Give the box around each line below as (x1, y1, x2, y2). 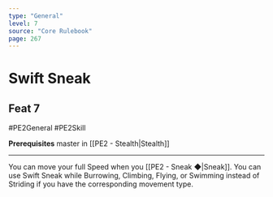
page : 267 (8, 34, 42, 43)
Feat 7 (8, 101, 41, 115)
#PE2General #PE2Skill (8, 123, 86, 133)
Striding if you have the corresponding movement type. (8, 179, 193, 189)
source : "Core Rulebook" (8, 27, 93, 35)
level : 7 (8, 19, 38, 28)
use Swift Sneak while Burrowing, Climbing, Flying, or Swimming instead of (8, 171, 260, 181)
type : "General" (8, 11, 63, 20)
